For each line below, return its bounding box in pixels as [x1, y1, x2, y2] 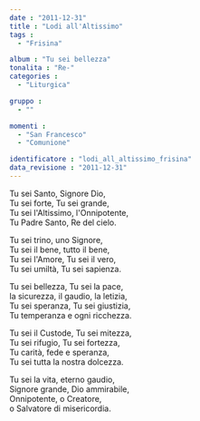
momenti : [9, 122, 47, 131]
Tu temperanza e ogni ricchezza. [9, 309, 132, 320]
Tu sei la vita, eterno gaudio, [9, 374, 116, 385]
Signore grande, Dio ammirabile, [9, 383, 129, 395]
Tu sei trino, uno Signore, [9, 234, 103, 245]
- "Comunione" [17, 138, 71, 148]
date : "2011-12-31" [9, 13, 88, 23]
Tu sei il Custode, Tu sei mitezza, [9, 328, 132, 338]
